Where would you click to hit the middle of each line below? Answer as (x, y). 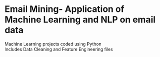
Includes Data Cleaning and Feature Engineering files (59, 49)
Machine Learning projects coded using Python (53, 44)
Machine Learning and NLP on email (80, 20)
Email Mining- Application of (64, 9)
